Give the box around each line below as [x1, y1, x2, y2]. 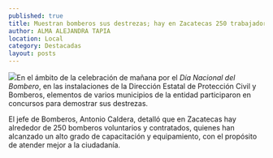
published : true [8, 11, 63, 20]
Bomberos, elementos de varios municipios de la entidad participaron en [8, 90, 252, 100]
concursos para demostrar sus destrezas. [8, 99, 149, 108]
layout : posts [8, 49, 57, 58]
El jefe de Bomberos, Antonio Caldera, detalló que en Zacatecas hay [8, 114, 237, 124]
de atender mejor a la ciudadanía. [8, 140, 120, 150]
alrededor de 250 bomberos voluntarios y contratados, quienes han [8, 123, 235, 132]
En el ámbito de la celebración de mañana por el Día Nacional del [16, 73, 236, 82]
